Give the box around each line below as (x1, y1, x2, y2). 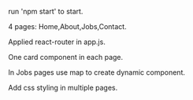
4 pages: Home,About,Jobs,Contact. (8, 22, 128, 31)
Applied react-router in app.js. (8, 37, 106, 46)
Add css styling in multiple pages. (8, 83, 118, 92)
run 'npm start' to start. (8, 7, 84, 16)
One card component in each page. (8, 53, 124, 61)
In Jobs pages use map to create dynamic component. (8, 68, 185, 77)
